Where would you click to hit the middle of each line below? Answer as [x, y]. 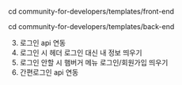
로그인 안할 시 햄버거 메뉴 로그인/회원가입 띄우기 [94, 63]
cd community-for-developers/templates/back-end [91, 26]
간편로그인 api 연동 [49, 72]
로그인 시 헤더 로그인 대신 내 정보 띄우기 [81, 53]
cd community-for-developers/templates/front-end [91, 11]
